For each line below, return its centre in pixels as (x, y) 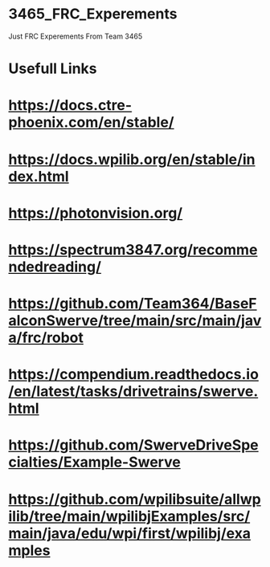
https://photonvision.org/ (96, 213)
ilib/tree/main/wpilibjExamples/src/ (129, 516)
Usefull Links (53, 69)
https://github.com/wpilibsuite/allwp (135, 499)
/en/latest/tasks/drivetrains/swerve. (133, 392)
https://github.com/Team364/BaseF (133, 304)
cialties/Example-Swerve (94, 462)
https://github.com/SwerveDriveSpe (133, 445)
